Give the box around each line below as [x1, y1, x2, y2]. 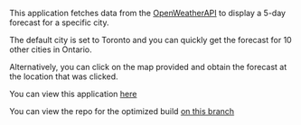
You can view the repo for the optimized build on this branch [9, 106, 235, 116]
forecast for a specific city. [9, 17, 109, 28]
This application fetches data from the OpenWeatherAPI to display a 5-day [9, 8, 287, 18]
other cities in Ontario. [9, 44, 92, 55]
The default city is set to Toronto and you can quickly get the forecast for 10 [9, 35, 292, 45]
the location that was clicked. [9, 71, 119, 82]
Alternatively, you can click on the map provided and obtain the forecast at [9, 62, 287, 72]
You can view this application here [9, 89, 137, 99]
